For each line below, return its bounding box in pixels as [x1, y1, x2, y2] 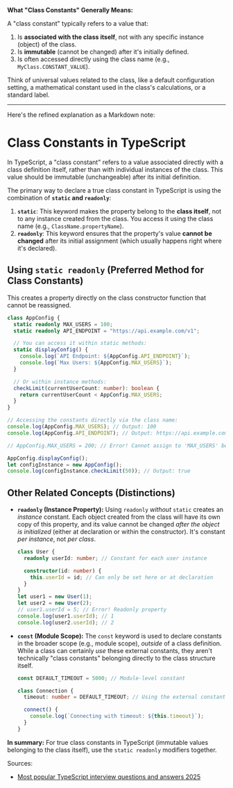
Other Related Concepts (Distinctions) [7, 487, 175, 499]
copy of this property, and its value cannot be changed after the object [17, 520, 220, 529]
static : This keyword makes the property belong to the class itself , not [17, 207, 222, 215]
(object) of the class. [17, 40, 77, 48]
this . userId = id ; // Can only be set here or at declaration [30, 574, 214, 581]
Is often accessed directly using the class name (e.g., [17, 55, 170, 63]
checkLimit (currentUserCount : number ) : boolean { [13, 385, 159, 392]
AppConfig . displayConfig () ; [7, 455, 89, 462]
